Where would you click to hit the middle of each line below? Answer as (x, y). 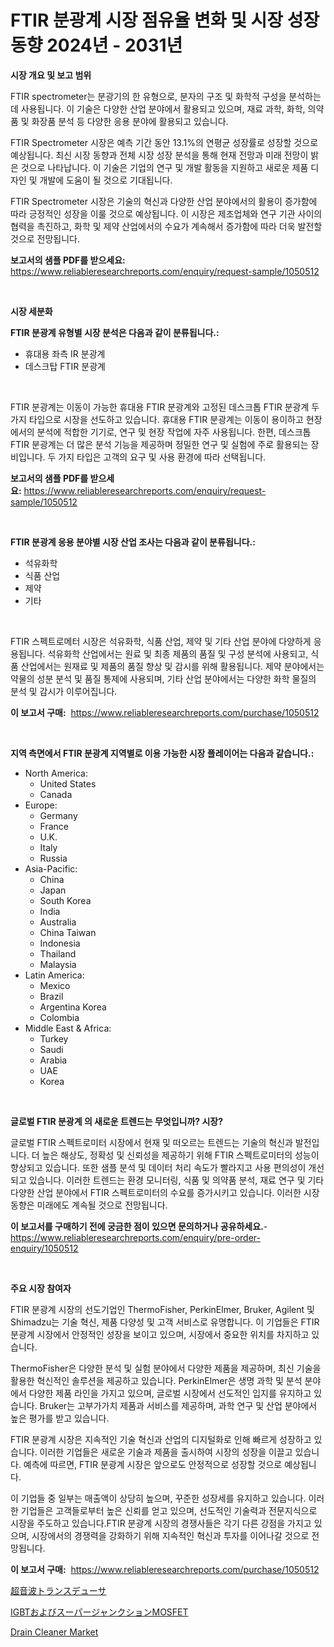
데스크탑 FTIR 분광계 (65, 366)
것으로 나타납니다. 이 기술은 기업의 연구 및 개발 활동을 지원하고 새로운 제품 (164, 167)
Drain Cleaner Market (54, 1632)
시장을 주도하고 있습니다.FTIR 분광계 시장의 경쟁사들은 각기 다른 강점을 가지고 (161, 1523)
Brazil (51, 996)
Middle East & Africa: (68, 1028)
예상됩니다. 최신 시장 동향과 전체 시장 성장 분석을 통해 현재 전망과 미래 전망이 (159, 155)
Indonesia (60, 943)
